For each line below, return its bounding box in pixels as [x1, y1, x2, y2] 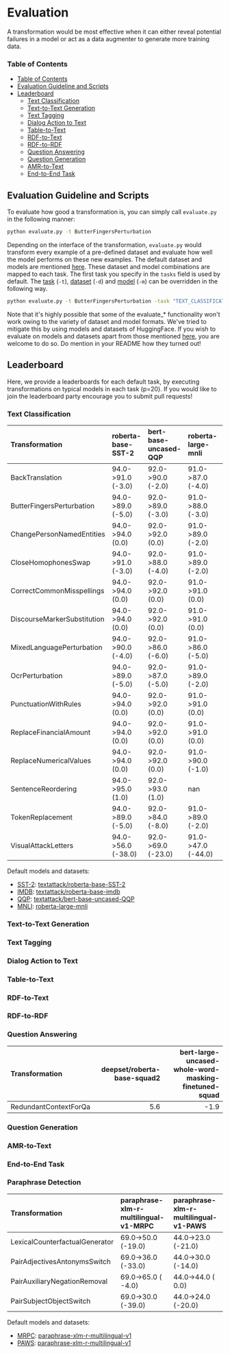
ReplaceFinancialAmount [10, 727, 91, 737]
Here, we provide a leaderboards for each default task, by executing [7, 377, 200, 386]
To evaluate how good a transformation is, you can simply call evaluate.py [7, 208, 217, 216]
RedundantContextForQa [10, 1101, 91, 1111]
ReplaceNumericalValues [10, 756, 91, 765]
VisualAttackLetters [10, 841, 74, 850]
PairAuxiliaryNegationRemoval [10, 1276, 108, 1286]
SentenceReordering [10, 784, 77, 793]
